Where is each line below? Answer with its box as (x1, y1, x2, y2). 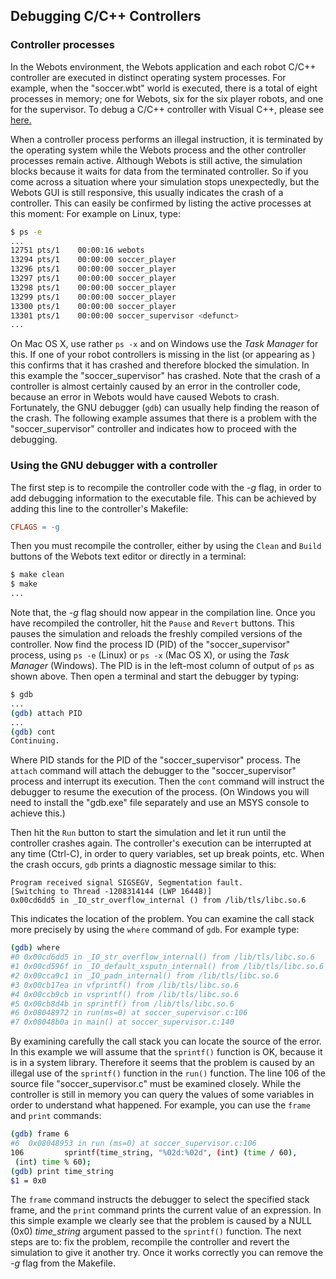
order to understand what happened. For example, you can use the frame (10, 1099, 311, 1111)
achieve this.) (10, 807, 66, 819)
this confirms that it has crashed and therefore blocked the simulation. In (10, 359, 310, 371)
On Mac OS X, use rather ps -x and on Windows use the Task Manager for (10, 338, 319, 350)
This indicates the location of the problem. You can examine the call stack (10, 913, 315, 925)
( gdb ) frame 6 (10, 1129, 70, 1139)
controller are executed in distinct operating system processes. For (10, 71, 287, 83)
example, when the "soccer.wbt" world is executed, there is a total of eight (10, 82, 318, 94)
